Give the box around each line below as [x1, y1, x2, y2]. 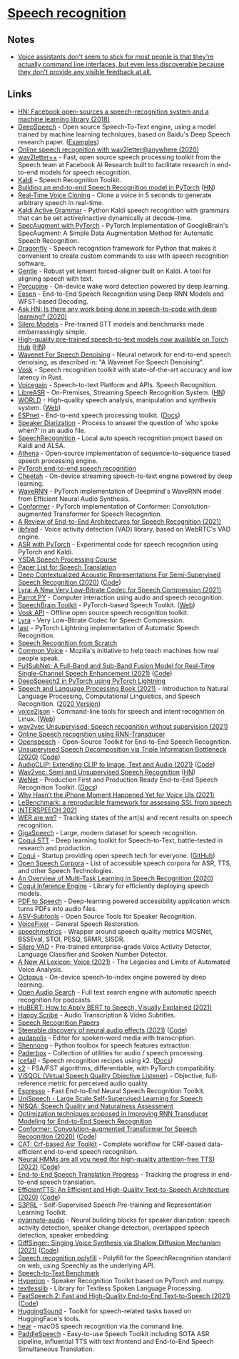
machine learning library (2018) [17, 114, 111, 123]
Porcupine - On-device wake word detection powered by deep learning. [17, 282, 230, 290]
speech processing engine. [17, 456, 98, 465]
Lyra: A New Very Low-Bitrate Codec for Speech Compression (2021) [17, 585, 222, 594]
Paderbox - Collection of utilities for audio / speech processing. [17, 1048, 205, 1057]
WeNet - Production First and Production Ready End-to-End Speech [17, 775, 218, 784]
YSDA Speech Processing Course [17, 555, 117, 564]
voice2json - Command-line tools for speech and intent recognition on [17, 707, 225, 715]
